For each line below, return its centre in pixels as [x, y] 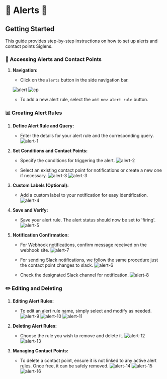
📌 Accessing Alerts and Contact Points [54, 59]
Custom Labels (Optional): [40, 185]
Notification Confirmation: [41, 235]
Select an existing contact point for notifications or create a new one [91, 170]
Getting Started [30, 29]
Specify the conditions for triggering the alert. [67, 160]
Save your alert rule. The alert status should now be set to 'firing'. [88, 220]
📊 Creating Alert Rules [34, 113]
